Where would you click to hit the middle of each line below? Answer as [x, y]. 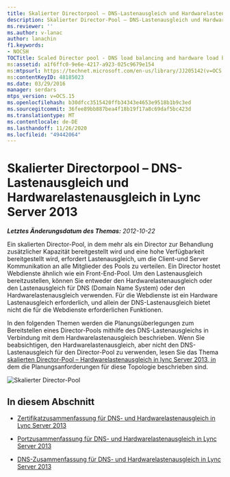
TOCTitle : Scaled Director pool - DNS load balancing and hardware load [113, 58]
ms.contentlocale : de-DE [42, 122]
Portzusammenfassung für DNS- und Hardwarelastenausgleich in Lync [117, 439]
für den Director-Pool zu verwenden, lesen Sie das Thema [137, 352]
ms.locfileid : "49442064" [44, 134]
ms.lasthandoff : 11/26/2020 [47, 128]
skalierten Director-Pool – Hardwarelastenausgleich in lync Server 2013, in [112, 360]
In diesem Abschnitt [51, 402]
